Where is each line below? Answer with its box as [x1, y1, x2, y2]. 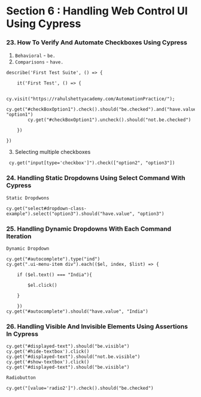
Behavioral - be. [14, 52, 56, 59]
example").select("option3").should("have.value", [6, 211, 135, 217]
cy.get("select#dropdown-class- [6, 205, 87, 211]
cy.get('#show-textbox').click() [6, 359, 90, 365]
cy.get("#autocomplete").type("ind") [6, 256, 100, 262]
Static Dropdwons [6, 195, 50, 201]
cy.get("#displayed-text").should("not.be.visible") [6, 354, 141, 360]
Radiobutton [6, 375, 36, 381]
